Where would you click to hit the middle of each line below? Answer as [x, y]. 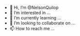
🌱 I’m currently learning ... [35, 18]
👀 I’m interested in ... [30, 13]
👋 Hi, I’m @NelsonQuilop [34, 8]
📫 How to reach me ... [32, 28]
